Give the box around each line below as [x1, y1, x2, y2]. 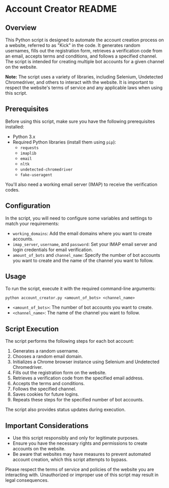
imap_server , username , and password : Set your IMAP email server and [12, 241, 157, 247]
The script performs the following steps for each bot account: [5, 338, 134, 344]
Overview [5, 23, 37, 32]
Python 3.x [12, 133, 36, 140]
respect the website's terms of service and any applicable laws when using [5, 85, 163, 91]
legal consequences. [5, 477, 49, 483]
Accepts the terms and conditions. [12, 381, 85, 387]
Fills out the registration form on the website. [12, 370, 107, 376]
